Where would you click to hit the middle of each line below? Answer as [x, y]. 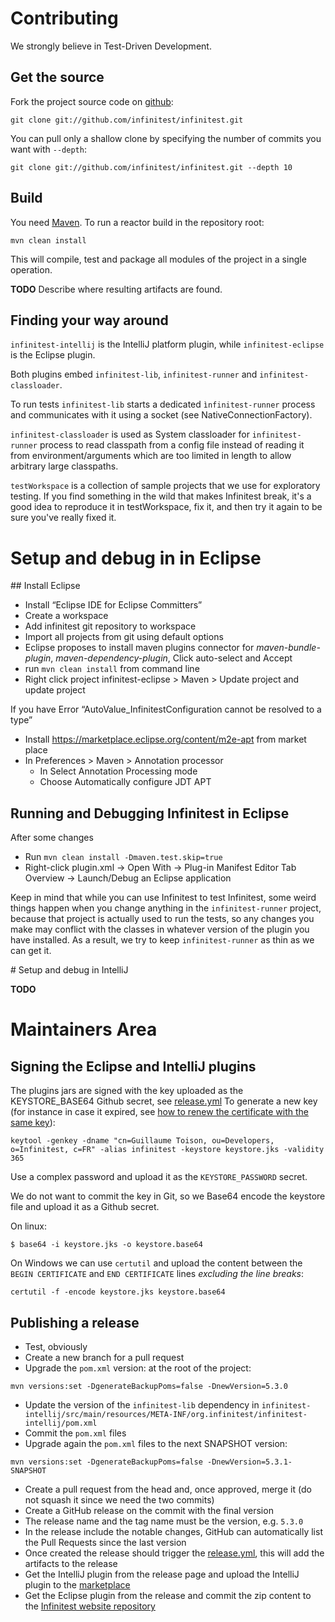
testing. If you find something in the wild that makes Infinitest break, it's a [161, 496]
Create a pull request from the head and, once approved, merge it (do [168, 1489]
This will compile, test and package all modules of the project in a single [158, 259]
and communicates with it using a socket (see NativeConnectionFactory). [161, 415]
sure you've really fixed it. [63, 518]
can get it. [31, 951]
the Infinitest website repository [90, 1606]
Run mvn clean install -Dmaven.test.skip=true [123, 857]
